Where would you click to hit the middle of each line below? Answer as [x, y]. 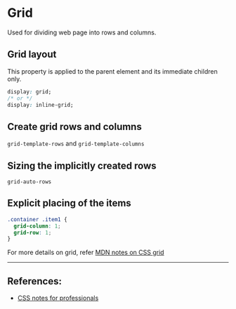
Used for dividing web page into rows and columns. [82, 32]
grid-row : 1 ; [33, 232]
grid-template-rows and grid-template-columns [76, 144]
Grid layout [32, 54]
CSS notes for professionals [58, 298]
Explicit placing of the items [69, 203]
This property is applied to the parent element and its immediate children [112, 71]
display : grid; [29, 92]
